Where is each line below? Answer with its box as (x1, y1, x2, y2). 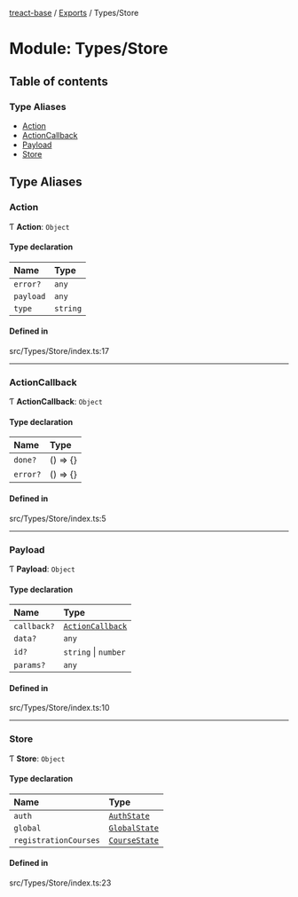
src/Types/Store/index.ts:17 (9, 345, 109, 356)
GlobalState (108, 822, 160, 833)
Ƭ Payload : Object (9, 563, 75, 574)
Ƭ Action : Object (9, 221, 70, 232)
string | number (63, 646, 126, 658)
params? (13, 660, 46, 671)
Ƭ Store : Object (9, 753, 66, 764)
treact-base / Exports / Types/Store (9, 8, 139, 18)
